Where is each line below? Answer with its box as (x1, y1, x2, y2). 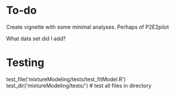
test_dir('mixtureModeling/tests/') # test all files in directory (6, 82, 152, 89)
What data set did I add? (6, 35, 66, 42)
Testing (6, 56, 45, 69)
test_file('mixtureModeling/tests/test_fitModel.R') (6, 75, 126, 82)
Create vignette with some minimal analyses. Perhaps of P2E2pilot (6, 23, 169, 30)
